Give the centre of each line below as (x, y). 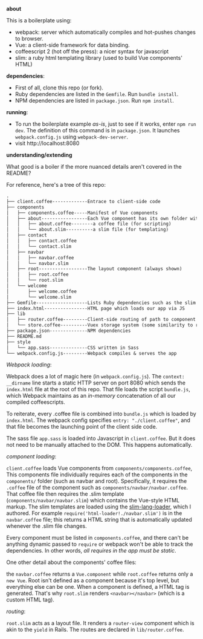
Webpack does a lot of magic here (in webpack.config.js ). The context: (95, 377)
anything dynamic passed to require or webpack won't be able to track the (100, 544)
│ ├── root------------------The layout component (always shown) (94, 269)
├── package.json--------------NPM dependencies (69, 331)
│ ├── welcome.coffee (42, 291)
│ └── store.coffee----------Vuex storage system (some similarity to (100, 325)
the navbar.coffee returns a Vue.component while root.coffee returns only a (100, 574)
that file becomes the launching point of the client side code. (82, 427)
